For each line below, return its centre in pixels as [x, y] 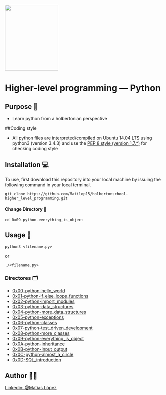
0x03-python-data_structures [43, 307]
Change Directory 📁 [26, 209]
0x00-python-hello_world [39, 291]
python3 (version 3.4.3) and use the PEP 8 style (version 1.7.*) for [80, 143]
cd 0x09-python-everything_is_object [44, 220]
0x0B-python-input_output [40, 349]
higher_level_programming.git [37, 198]
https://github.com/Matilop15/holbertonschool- [78, 194]
